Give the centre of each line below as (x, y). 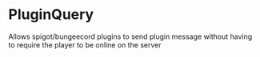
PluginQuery (51, 15)
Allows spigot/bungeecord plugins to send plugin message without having (130, 36)
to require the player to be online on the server (85, 44)
